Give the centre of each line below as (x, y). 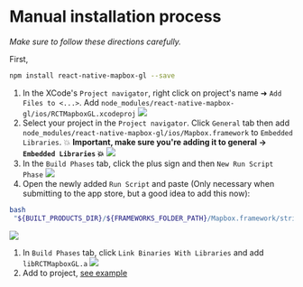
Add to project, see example (75, 273)
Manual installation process (115, 17)
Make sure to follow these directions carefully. (96, 42)
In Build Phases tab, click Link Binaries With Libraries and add (143, 252)
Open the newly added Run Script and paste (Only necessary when (148, 183)
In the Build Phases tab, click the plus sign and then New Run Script (148, 163)
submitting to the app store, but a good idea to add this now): (136, 193)
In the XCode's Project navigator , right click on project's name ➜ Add (152, 93)
